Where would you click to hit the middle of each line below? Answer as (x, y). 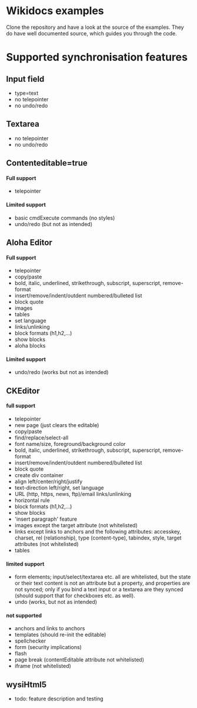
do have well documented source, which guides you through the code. (92, 33)
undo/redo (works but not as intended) (61, 372)
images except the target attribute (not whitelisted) (76, 525)
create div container (39, 475)
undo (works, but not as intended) (56, 602)
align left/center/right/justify (49, 481)
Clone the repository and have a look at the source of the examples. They (95, 27)
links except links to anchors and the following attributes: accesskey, (98, 531)
